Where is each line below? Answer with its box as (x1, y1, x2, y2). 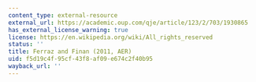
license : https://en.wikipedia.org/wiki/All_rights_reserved (8, 33, 213, 41)
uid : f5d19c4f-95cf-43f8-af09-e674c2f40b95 (8, 55, 154, 63)
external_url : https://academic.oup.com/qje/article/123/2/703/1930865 (8, 19, 248, 27)
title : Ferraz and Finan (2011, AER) (8, 48, 132, 55)
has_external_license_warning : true (8, 26, 128, 34)
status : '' (8, 41, 44, 48)
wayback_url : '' (8, 62, 61, 70)
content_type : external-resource (8, 11, 118, 20)
